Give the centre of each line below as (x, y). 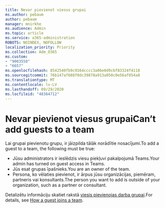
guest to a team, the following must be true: (50, 149)
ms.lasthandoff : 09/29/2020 (35, 89)
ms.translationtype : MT (30, 80)
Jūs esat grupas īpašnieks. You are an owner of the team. (71, 169)
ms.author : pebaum (24, 15)
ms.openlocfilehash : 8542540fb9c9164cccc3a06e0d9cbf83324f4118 (73, 71)
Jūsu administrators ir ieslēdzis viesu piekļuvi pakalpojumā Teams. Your (86, 158)
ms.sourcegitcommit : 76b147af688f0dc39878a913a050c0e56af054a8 (73, 75)
